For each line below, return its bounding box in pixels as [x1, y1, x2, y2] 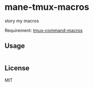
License [4, 64, 30, 73]
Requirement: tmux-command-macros [4, 27, 83, 33]
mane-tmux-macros [4, 1, 90, 13]
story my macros [4, 18, 39, 24]
